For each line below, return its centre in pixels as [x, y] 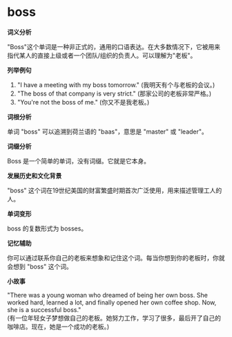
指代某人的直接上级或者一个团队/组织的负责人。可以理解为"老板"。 [102, 55]
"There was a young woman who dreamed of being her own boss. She [108, 295]
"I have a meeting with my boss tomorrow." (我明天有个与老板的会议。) [116, 84]
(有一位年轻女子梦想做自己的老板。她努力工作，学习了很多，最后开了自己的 [114, 318]
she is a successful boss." [44, 309]
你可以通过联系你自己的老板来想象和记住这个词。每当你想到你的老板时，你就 [116, 257]
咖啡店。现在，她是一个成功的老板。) [58, 327]
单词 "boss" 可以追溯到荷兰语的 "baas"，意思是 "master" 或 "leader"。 [108, 131]
